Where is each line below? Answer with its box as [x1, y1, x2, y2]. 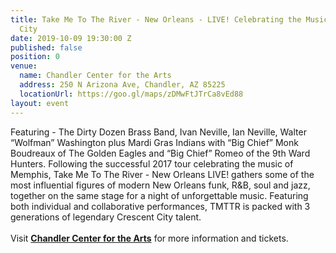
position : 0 [10, 52, 60, 62]
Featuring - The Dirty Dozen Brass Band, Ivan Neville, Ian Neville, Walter [10, 126, 307, 138]
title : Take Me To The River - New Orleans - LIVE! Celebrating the [10, 14, 302, 25]
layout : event [10, 98, 70, 108]
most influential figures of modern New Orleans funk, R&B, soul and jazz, [10, 179, 311, 191]
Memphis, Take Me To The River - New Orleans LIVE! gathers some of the [10, 168, 315, 180]
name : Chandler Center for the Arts [19, 71, 172, 81]
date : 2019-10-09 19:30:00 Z [10, 33, 132, 43]
